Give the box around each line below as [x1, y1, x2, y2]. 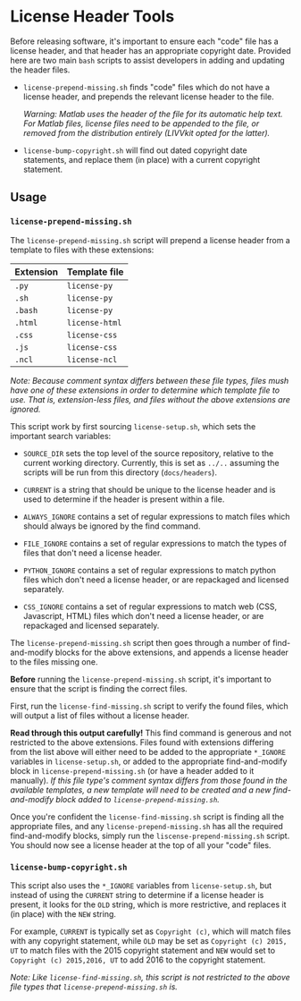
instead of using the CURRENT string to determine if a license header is [10, 889, 264, 900]
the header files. [10, 64, 71, 75]
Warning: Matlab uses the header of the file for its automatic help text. [22, 108, 284, 119]
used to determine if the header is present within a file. [22, 494, 225, 505]
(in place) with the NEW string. [10, 908, 117, 919]
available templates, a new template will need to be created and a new [10, 785, 272, 795]
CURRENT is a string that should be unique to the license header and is [22, 484, 276, 495]
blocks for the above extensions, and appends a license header [54, 647, 289, 657]
